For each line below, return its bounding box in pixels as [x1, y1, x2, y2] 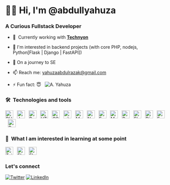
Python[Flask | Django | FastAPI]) [12, 49, 82, 55]
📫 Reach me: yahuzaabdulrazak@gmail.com [12, 70, 106, 76]
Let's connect [5, 163, 40, 170]
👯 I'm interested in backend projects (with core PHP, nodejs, [12, 44, 138, 50]
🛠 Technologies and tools [5, 97, 72, 104]
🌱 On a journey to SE [12, 59, 56, 66]
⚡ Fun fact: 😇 [12, 81, 41, 88]
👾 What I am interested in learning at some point [5, 135, 127, 142]
